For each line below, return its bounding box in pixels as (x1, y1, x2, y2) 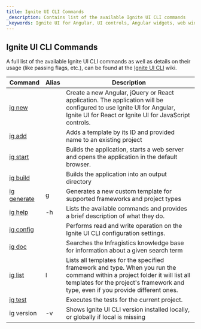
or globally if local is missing (65, 313, 145, 321)
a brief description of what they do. (65, 212, 165, 220)
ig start (9, 153, 29, 162)
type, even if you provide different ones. (65, 286, 178, 294)
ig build (9, 174, 30, 182)
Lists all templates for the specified (65, 256, 165, 264)
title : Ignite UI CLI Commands (6, 8, 84, 15)
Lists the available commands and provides (65, 205, 187, 213)
